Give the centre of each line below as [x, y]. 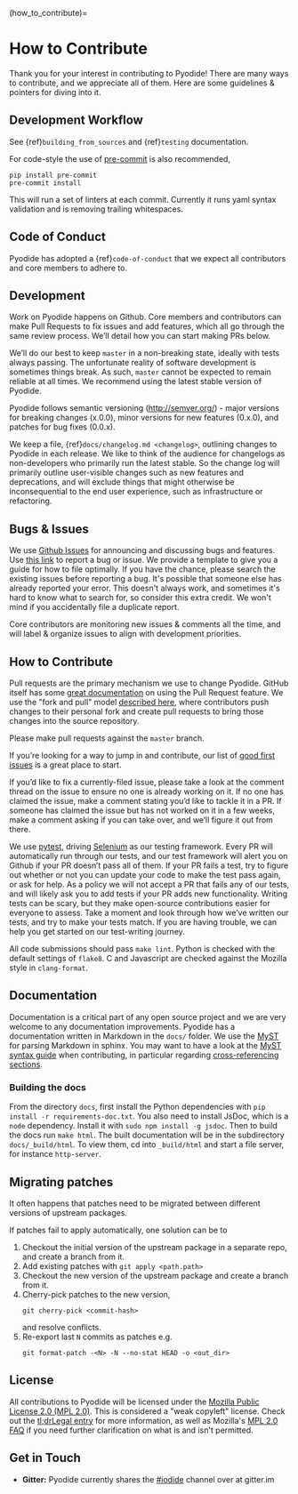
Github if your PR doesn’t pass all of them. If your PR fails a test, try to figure [149, 865]
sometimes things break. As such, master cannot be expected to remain [140, 372]
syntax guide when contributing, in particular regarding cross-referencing [144, 1055]
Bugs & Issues [49, 529]
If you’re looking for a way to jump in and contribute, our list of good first [142, 755]
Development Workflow [77, 120]
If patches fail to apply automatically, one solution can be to [118, 1230]
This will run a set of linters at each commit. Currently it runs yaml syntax [143, 199]
